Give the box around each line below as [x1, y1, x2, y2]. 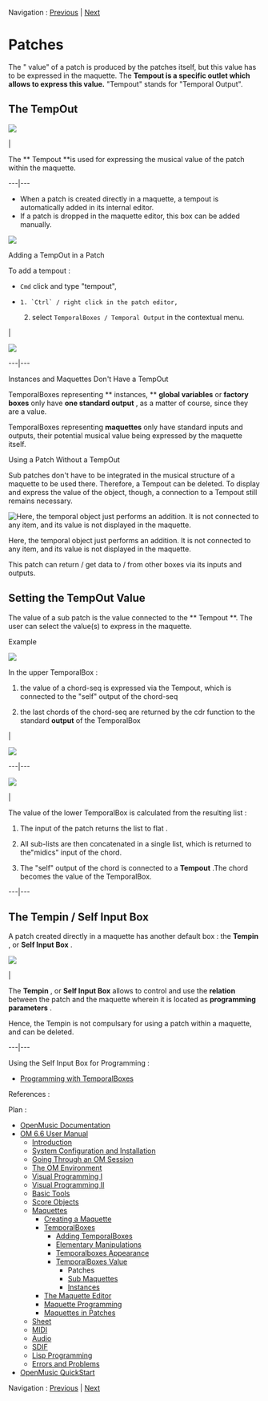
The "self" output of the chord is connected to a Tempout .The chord [19, 863, 248, 872]
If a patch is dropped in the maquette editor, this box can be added [19, 211, 240, 221]
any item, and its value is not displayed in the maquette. [8, 544, 192, 554]
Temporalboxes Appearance [55, 1249, 150, 1258]
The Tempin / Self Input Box [8, 910, 150, 924]
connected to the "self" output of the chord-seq [19, 691, 178, 701]
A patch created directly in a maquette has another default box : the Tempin [8, 932, 258, 941]
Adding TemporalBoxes [55, 1232, 134, 1241]
